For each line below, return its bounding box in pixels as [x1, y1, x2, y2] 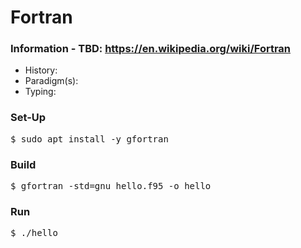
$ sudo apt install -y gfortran [10, 133, 169, 145]
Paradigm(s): [24, 75, 79, 87]
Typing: [24, 86, 57, 98]
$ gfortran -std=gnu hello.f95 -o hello [10, 181, 212, 192]
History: [24, 64, 58, 76]
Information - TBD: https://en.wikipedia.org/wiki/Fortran [10, 42, 292, 56]
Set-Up [10, 111, 47, 125]
